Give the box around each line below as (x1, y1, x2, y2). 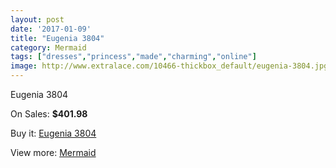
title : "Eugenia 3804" (10, 33, 105, 43)
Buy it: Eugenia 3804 (10, 127, 97, 139)
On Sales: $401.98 (10, 108, 88, 120)
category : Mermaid (10, 42, 87, 53)
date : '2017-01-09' (10, 24, 92, 34)
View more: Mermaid (10, 147, 97, 158)
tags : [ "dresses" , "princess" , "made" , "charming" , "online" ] (10, 52, 257, 62)
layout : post (10, 14, 65, 25)
